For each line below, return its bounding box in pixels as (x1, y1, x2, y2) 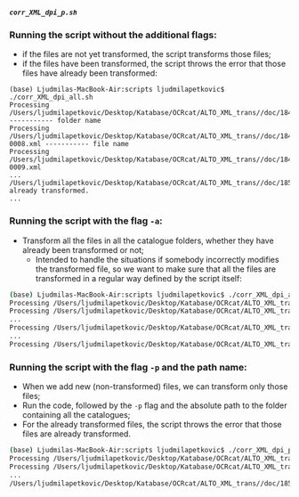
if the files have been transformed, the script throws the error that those (21, 59, 287, 69)
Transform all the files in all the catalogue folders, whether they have (21, 235, 274, 246)
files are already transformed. (21, 428, 132, 439)
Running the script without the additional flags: (9, 29, 217, 41)
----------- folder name (9, 117, 101, 126)
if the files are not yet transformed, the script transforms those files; (21, 49, 271, 60)
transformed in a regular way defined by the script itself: (35, 273, 242, 283)
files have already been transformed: (21, 68, 158, 78)
